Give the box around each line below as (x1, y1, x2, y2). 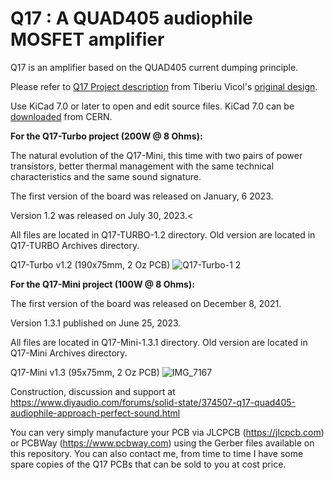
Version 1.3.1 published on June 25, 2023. (10, 317, 182, 329)
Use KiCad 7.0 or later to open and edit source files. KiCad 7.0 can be (10, 100, 295, 112)
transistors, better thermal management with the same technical (10, 160, 275, 172)
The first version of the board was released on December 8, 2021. (10, 297, 282, 309)
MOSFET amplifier (10, 28, 165, 51)
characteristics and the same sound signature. (10, 170, 202, 182)
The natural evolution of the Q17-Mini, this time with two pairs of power (10, 149, 303, 161)
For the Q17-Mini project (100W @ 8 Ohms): (10, 278, 195, 290)
